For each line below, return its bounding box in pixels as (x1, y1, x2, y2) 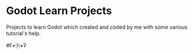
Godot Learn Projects (6, 4, 112, 18)
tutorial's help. (6, 29, 41, 36)
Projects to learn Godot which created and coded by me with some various (6, 23, 188, 31)
